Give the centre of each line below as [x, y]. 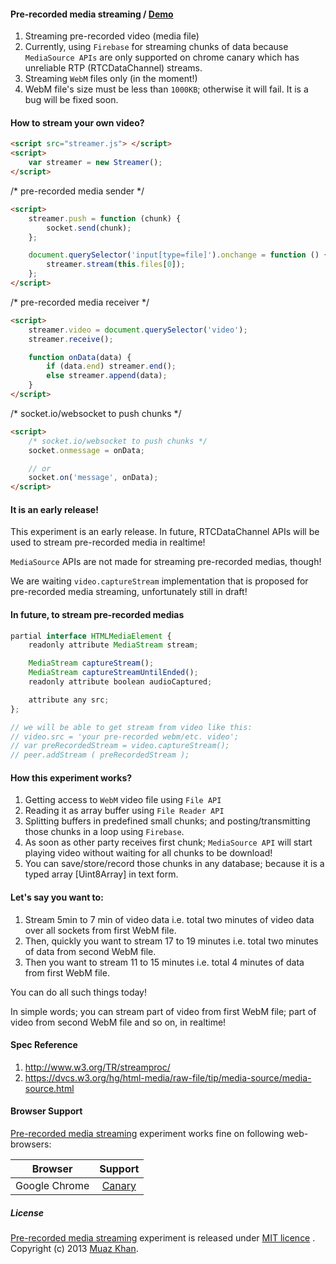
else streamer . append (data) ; [107, 376]
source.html [49, 1088]
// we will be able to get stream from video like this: [131, 727]
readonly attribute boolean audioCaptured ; [120, 682]
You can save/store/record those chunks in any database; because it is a [174, 864]
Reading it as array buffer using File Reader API [124, 811]
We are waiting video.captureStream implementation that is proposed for [159, 581]
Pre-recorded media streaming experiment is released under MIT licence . [163, 1237]
